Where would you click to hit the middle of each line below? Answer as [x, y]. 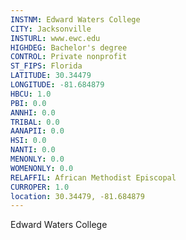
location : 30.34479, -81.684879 [77, 196]
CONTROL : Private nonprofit [69, 57]
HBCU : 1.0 [31, 94]
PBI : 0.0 [28, 103]
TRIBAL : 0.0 [35, 122]
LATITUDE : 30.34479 [51, 76]
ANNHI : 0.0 [33, 112]
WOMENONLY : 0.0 [42, 168]
